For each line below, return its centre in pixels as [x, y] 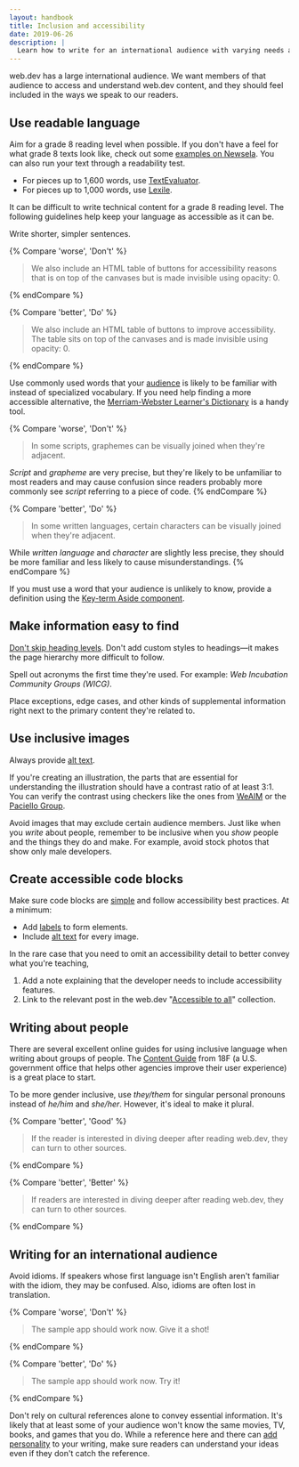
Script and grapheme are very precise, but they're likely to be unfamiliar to [145, 472]
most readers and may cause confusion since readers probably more [136, 482]
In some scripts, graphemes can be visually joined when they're [148, 445]
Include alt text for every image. [81, 936]
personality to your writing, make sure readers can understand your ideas [144, 1444]
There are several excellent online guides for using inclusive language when [148, 1049]
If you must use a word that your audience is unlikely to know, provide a [141, 588]
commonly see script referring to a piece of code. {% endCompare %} [138, 491]
